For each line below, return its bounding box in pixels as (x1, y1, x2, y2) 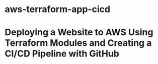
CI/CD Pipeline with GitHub (5, 48, 119, 59)
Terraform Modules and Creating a (5, 37, 152, 49)
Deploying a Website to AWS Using (5, 27, 153, 38)
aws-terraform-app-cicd (5, 4, 111, 15)
